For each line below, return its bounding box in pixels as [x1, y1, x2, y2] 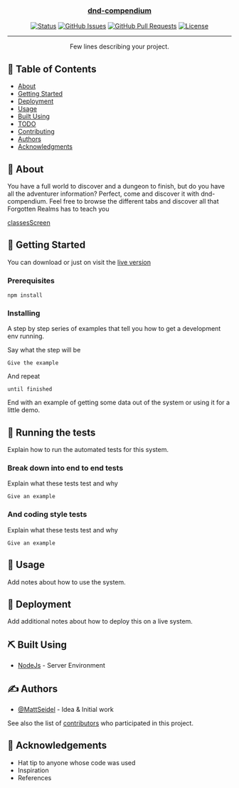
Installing [7, 308, 41, 318]
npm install [7, 292, 43, 299]
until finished [7, 386, 53, 393]
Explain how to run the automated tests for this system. [7, 446, 169, 454]
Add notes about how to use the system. [7, 577, 126, 586]
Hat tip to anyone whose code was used [17, 758, 136, 767]
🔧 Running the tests [7, 426, 96, 438]
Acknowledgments [17, 142, 73, 151]
